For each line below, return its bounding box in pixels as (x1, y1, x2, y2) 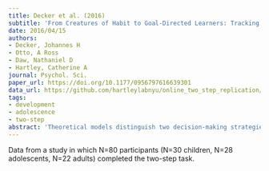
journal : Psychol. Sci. (8, 71, 88, 79)
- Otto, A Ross (8, 49, 59, 57)
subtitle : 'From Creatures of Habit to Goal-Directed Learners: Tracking (8, 19, 260, 27)
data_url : (8, 85, 42, 94)
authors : (8, 34, 38, 42)
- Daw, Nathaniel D (8, 57, 74, 65)
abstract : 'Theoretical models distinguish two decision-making (8, 123, 227, 131)
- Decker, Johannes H (8, 42, 81, 50)
